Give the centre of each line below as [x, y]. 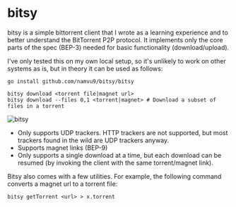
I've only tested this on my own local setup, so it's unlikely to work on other [117, 61]
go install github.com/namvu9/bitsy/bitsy [71, 81]
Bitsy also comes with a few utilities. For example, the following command [114, 176]
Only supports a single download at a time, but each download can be [119, 155]
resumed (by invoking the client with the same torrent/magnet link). [115, 163]
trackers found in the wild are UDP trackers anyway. [93, 140]
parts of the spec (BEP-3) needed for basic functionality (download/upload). [118, 47]
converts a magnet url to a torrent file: [63, 184]
